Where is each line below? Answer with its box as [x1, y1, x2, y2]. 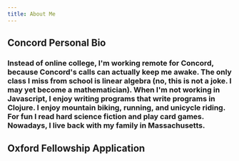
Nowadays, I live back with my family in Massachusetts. [7, 120, 205, 130]
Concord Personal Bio [7, 37, 106, 49]
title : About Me [7, 10, 56, 18]
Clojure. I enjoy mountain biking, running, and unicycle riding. [7, 103, 226, 113]
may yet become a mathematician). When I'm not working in [7, 85, 220, 95]
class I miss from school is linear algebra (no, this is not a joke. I [7, 76, 232, 85]
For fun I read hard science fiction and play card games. [7, 111, 205, 121]
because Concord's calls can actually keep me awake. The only [7, 67, 232, 77]
